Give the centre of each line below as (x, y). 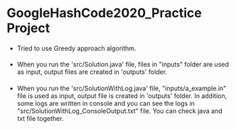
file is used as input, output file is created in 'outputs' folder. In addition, (122, 96)
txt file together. (40, 118)
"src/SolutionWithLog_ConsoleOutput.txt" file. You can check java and (120, 111)
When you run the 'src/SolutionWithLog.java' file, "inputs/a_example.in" (122, 88)
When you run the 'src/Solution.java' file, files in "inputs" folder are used (123, 65)
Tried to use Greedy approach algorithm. (76, 48)
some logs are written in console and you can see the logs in (106, 103)
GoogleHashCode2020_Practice (104, 13)
